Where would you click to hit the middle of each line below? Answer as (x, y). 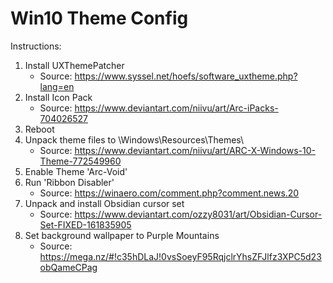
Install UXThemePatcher (74, 65)
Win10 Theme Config (99, 18)
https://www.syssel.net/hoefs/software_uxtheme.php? (186, 76)
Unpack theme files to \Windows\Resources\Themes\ (134, 139)
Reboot (39, 129)
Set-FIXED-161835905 (85, 224)
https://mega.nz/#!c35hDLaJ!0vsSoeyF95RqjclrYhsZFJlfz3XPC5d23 (180, 256)
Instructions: (36, 46)
